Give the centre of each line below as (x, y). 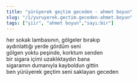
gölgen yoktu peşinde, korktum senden (55, 53)
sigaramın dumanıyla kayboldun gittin (52, 65)
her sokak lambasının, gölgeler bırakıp (53, 40)
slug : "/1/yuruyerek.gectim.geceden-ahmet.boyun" (70, 17)
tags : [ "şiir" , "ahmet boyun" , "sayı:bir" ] (60, 23)
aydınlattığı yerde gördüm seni (43, 46)
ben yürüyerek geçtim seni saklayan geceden (62, 72)
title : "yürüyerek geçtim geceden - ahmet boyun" (70, 12)
